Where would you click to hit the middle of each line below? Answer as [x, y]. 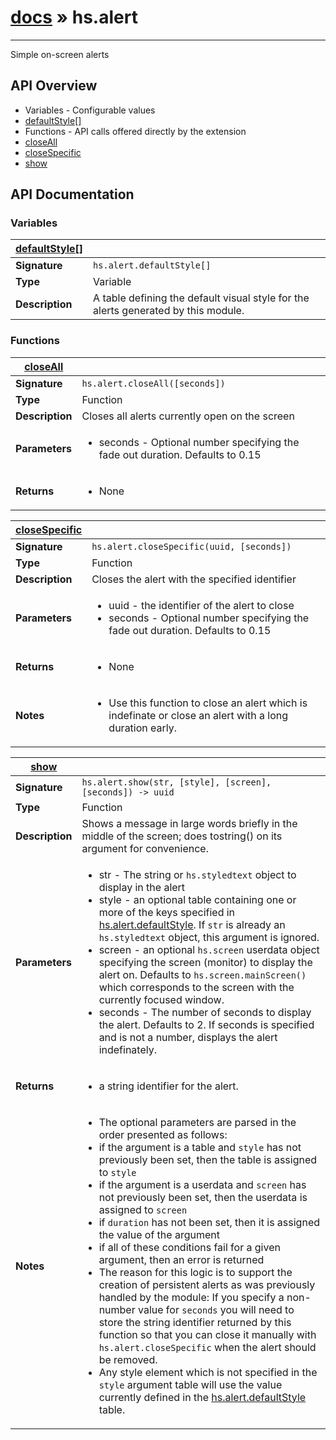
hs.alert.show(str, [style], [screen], [176, 782]
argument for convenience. [145, 848]
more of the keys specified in [167, 912]
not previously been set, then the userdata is [203, 1197]
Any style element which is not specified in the [208, 1372]
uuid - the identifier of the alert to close [201, 605]
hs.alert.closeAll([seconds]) [153, 383]
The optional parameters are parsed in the [197, 1122]
